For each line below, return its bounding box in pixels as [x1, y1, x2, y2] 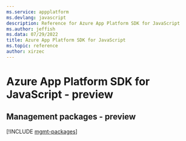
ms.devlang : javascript [6, 15, 67, 21]
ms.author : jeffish [6, 26, 56, 32]
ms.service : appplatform [6, 9, 69, 15]
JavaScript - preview [6, 88, 114, 101]
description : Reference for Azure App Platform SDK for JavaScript [6, 20, 181, 26]
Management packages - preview [6, 112, 136, 122]
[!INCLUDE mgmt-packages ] [6, 128, 78, 135]
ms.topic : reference [6, 43, 59, 49]
